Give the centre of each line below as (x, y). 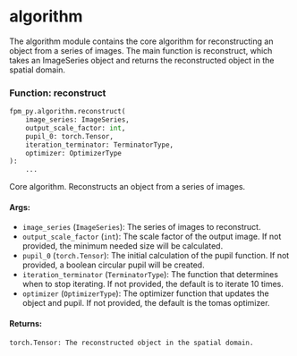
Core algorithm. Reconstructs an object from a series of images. (127, 187)
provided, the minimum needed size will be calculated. (123, 246)
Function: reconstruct (58, 93)
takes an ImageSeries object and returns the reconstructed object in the (142, 60)
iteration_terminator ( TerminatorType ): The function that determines (150, 275)
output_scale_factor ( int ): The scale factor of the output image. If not (152, 237)
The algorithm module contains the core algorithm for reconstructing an (141, 41)
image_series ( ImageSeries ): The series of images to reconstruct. (141, 227)
